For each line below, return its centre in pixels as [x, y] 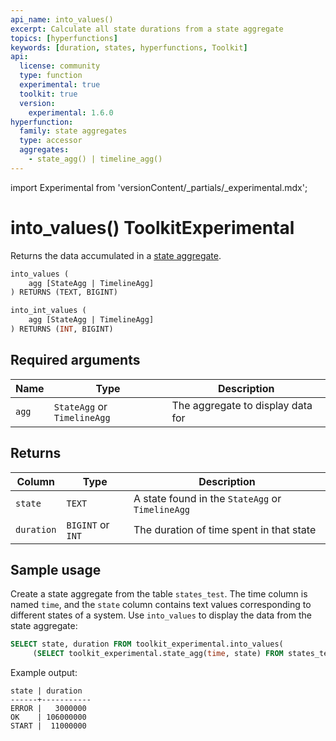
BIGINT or [88, 524]
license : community [60, 66]
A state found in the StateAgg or [207, 498]
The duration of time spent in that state [225, 529]
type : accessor [51, 141]
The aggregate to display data [242, 405]
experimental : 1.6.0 [71, 112]
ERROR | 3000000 [48, 709]
